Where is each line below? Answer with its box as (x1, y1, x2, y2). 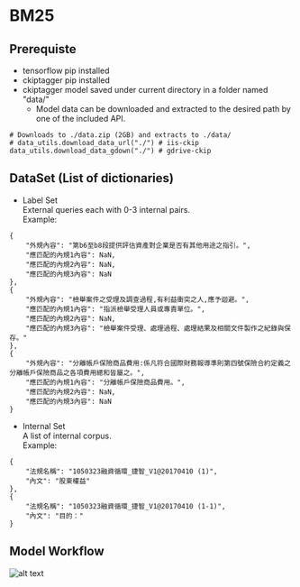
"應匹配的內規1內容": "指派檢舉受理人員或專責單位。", (25, 304, 205, 314)
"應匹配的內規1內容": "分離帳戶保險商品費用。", (25, 378, 186, 387)
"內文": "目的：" (25, 511, 84, 520)
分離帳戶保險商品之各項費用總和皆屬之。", (9, 368, 146, 377)
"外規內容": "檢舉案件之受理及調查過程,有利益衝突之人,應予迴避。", (25, 295, 250, 304)
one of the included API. (35, 114, 126, 124)
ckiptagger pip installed (22, 75, 111, 86)
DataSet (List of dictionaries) (9, 170, 174, 186)
